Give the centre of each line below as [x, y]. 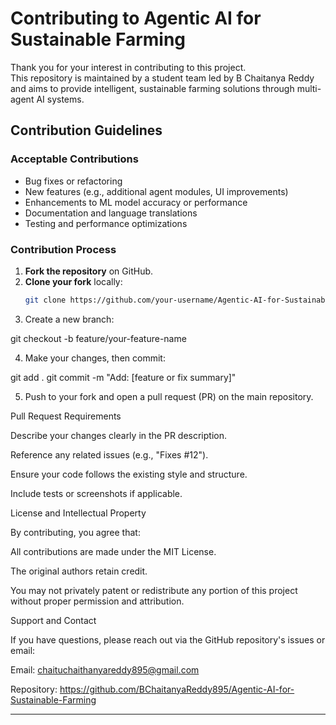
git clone [45, 300]
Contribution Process [63, 249]
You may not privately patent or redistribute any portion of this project [154, 590]
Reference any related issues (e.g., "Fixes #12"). [109, 454]
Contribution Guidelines [86, 130]
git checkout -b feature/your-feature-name [98, 338]
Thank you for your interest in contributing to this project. [128, 67]
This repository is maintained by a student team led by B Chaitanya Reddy [162, 78]
